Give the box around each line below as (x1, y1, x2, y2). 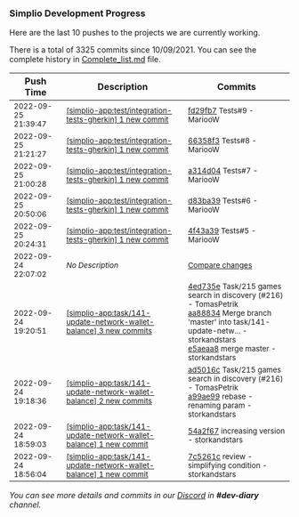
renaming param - (188, 400, 252, 411)
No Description (66, 261, 118, 271)
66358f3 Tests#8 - (188, 136, 257, 146)
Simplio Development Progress (9, 7, 146, 20)
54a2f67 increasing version (188, 426, 286, 436)
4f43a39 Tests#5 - (188, 226, 256, 236)
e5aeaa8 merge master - (188, 343, 277, 354)
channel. (9, 499, 42, 510)
